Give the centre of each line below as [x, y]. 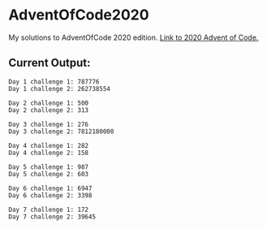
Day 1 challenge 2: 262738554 [60, 89]
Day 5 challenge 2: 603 [49, 174]
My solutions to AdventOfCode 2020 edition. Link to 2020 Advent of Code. [133, 37]
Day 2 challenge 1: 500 [49, 103]
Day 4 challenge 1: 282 [49, 145]
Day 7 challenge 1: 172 [49, 210]
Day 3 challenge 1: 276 [49, 124]
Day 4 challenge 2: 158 [49, 153]
